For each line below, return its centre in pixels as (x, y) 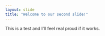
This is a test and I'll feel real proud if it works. (52, 28)
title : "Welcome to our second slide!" (47, 14)
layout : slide (20, 10)
